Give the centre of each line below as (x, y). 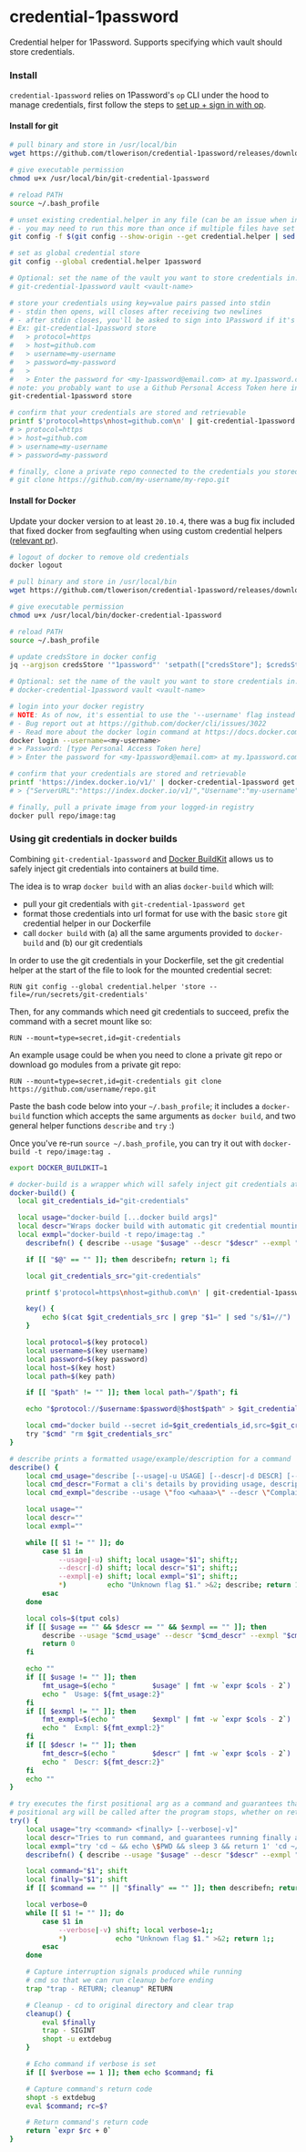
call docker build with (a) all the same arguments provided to (138, 932)
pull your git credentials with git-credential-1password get (134, 903)
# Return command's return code (87, 2122)
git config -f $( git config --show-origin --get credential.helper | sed (153, 237)
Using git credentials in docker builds (93, 839)
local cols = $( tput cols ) (73, 1618)
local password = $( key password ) (87, 1359)
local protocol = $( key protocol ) (87, 1343)
